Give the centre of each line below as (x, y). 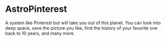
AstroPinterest (36, 9)
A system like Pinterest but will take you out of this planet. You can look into (83, 23)
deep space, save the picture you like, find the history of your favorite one (81, 28)
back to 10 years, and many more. (40, 33)
